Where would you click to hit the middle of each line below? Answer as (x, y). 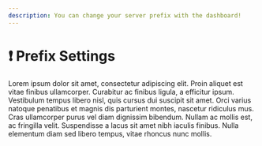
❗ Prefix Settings (62, 56)
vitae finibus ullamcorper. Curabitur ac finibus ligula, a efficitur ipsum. (121, 92)
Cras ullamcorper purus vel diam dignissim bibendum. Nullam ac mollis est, (130, 117)
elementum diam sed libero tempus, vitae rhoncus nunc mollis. (110, 133)
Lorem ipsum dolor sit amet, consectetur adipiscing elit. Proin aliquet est (125, 83)
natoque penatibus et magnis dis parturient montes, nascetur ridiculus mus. (131, 108)
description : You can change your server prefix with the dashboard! (125, 15)
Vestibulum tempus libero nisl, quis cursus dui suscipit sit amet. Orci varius (130, 100)
